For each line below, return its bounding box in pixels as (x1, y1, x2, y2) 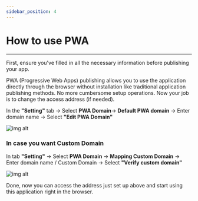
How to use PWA (6, 34, 90, 47)
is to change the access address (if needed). (6, 95, 115, 103)
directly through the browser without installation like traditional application (6, 83, 186, 90)
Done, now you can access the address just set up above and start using (6, 182, 183, 189)
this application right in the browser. (6, 188, 93, 195)
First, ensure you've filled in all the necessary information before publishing (6, 59, 190, 66)
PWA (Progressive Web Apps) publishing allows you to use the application (6, 77, 186, 84)
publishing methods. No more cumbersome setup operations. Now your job (6, 89, 190, 96)
